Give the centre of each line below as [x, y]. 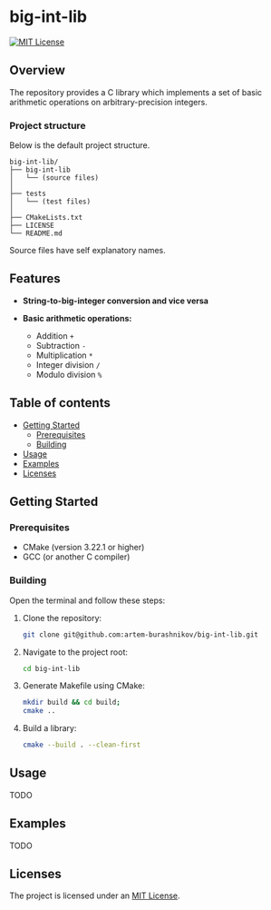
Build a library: [49, 728]
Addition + [55, 336]
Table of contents [60, 403]
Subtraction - [61, 345]
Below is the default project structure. [80, 145]
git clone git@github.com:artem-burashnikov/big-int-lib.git [140, 634]
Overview [38, 70]
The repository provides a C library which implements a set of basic [136, 92]
